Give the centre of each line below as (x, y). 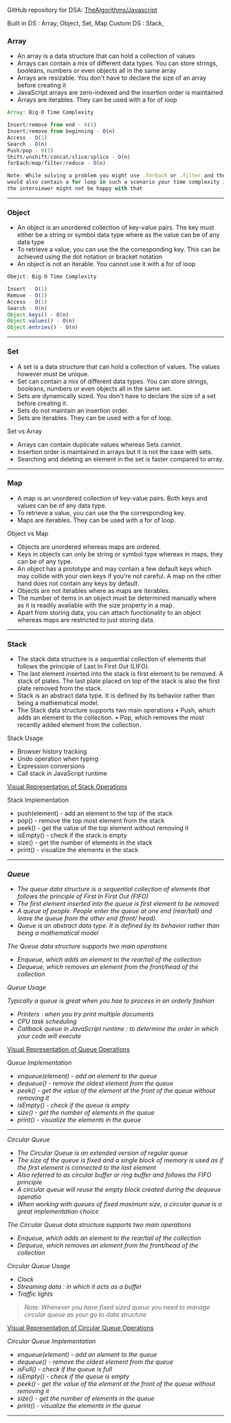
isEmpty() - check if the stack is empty (72, 836)
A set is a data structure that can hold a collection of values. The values (118, 367)
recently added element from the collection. (79, 725)
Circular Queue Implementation (52, 1341)
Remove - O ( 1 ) (27, 295)
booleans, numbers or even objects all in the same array (97, 71)
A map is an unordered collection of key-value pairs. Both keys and (112, 498)
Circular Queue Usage (39, 1266)
